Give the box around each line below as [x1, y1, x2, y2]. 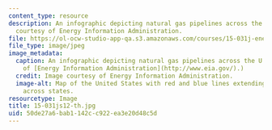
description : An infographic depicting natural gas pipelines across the [8, 19, 263, 27]
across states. [23, 86, 74, 95]
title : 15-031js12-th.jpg [8, 102, 96, 110]
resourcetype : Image [8, 94, 79, 103]
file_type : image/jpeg [8, 42, 85, 50]
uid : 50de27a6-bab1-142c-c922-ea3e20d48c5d [8, 110, 158, 118]
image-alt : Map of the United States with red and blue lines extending [15, 79, 266, 87]
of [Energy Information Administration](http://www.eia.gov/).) [23, 65, 244, 73]
